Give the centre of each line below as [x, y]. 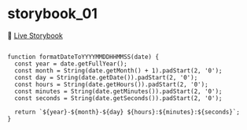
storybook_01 [52, 14]
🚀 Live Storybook [35, 35]
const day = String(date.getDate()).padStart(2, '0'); [106, 77]
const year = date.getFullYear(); [71, 64]
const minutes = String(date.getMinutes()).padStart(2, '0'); [118, 91]
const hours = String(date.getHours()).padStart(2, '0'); [112, 84]
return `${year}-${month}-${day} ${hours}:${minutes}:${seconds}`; [127, 112]
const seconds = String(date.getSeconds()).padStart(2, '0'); [118, 98]
